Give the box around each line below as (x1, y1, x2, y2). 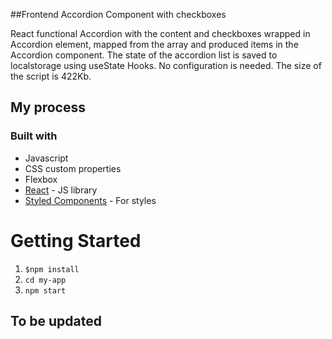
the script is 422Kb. (10, 70, 92, 82)
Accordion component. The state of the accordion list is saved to (10, 49, 278, 61)
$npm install (24, 264, 80, 274)
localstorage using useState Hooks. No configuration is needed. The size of (10, 60, 322, 71)
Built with (10, 129, 58, 143)
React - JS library (24, 184, 98, 196)
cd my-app (24, 275, 67, 285)
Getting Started (10, 229, 142, 252)
